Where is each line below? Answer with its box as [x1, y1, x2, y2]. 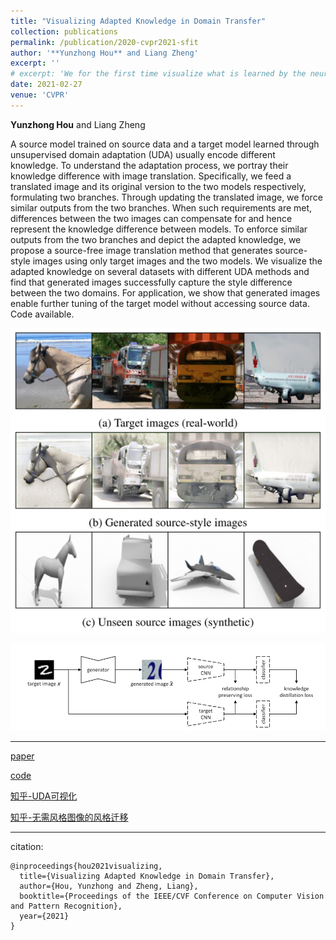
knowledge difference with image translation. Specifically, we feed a [10, 170, 292, 182]
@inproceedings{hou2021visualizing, [10, 861, 163, 872]
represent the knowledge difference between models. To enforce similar [10, 223, 308, 235]
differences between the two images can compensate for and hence [10, 212, 293, 224]
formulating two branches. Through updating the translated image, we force [10, 191, 323, 203]
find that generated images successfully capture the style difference [10, 276, 293, 288]
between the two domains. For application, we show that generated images [10, 286, 321, 299]
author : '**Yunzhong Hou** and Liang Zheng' [10, 48, 199, 58]
